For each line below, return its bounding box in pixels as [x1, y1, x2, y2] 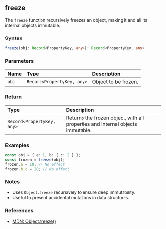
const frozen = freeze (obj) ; [5, 157, 65, 162]
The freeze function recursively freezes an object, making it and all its [5, 17, 148, 23]
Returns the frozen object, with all [66, 114, 144, 121]
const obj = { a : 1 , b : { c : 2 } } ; [5, 153, 81, 157]
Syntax [5, 35, 23, 41]
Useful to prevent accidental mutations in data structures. [12, 194, 129, 200]
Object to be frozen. [92, 78, 139, 85]
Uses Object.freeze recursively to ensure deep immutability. [12, 190, 136, 195]
